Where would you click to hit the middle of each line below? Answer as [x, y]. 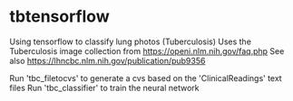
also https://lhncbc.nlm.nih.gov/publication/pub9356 [107, 60]
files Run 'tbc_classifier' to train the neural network [104, 87]
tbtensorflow [60, 17]
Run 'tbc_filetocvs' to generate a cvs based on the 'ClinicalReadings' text [146, 78]
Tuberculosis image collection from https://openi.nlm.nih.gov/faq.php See [147, 50]
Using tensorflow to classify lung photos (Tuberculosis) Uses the [131, 41]
